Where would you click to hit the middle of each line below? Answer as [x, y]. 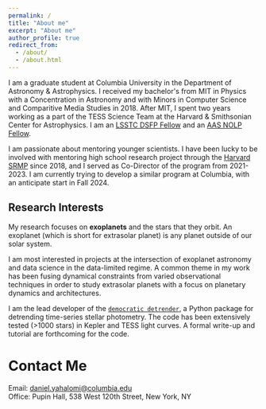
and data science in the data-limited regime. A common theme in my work [129, 267]
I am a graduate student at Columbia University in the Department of [120, 82]
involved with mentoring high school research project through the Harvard [129, 157]
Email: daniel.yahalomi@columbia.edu [70, 388]
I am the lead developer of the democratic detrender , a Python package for [131, 308]
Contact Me [48, 366]
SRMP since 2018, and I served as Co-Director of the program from [118, 166]
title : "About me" [39, 23]
